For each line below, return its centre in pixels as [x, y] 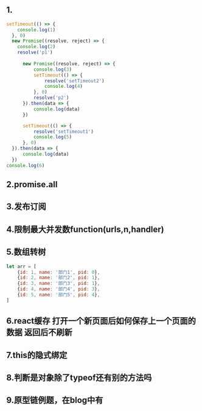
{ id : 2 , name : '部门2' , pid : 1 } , [59, 278]
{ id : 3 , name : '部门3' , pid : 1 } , [59, 284]
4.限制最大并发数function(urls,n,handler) [85, 229]
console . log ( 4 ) [64, 87]
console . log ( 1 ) [37, 30]
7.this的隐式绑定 [37, 355]
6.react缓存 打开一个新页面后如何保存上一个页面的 [101, 321]
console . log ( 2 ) [37, 47]
